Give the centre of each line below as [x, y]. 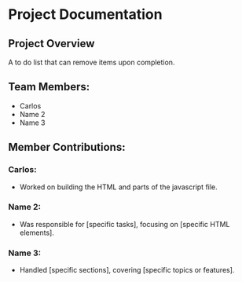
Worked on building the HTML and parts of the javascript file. [118, 187]
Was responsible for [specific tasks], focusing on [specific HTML [125, 224]
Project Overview [51, 44]
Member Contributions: [67, 147]
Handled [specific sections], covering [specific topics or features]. [127, 270]
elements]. [37, 233]
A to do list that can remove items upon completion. [92, 62]
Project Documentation [85, 15]
